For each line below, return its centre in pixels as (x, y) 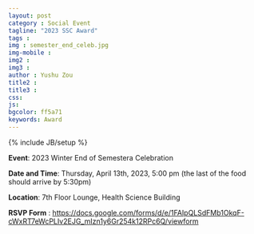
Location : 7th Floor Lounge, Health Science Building (95, 197)
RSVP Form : (30, 212)
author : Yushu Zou (41, 75)
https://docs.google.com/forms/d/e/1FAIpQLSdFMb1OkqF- (149, 212)
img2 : (19, 61)
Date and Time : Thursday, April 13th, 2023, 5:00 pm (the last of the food (127, 173)
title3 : (23, 90)
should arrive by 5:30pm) (50, 181)
